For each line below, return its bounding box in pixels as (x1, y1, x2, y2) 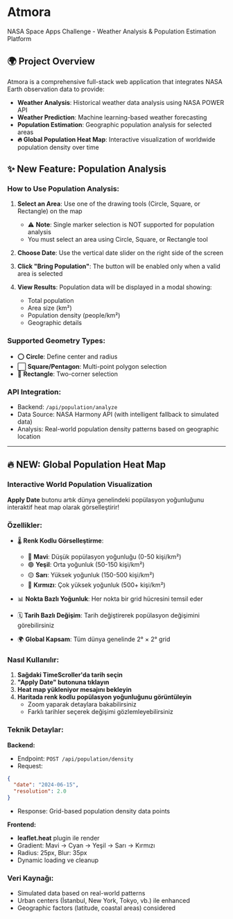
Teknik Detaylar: (7, 725, 64, 735)
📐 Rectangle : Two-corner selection (17, 370, 118, 378)
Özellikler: (7, 520, 43, 530)
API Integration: (7, 387, 62, 397)
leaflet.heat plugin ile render (17, 834, 100, 843)
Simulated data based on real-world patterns (17, 889, 146, 897)
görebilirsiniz (17, 621, 55, 629)
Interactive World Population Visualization (7, 480, 153, 490)
